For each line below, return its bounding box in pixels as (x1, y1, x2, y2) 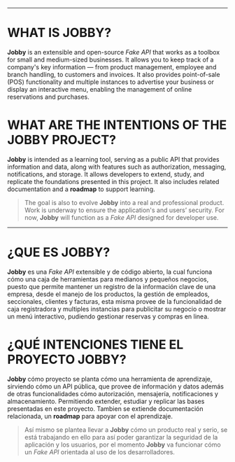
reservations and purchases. (7, 92, 90, 101)
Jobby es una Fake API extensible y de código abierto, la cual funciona (7, 267, 213, 276)
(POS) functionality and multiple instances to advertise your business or (7, 78, 215, 86)
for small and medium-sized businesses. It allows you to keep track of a (7, 55, 214, 64)
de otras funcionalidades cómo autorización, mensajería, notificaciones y (7, 389, 219, 398)
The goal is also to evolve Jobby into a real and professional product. (24, 198, 225, 206)
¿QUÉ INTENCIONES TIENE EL (7, 337, 184, 352)
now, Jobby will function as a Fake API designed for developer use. (24, 213, 219, 221)
